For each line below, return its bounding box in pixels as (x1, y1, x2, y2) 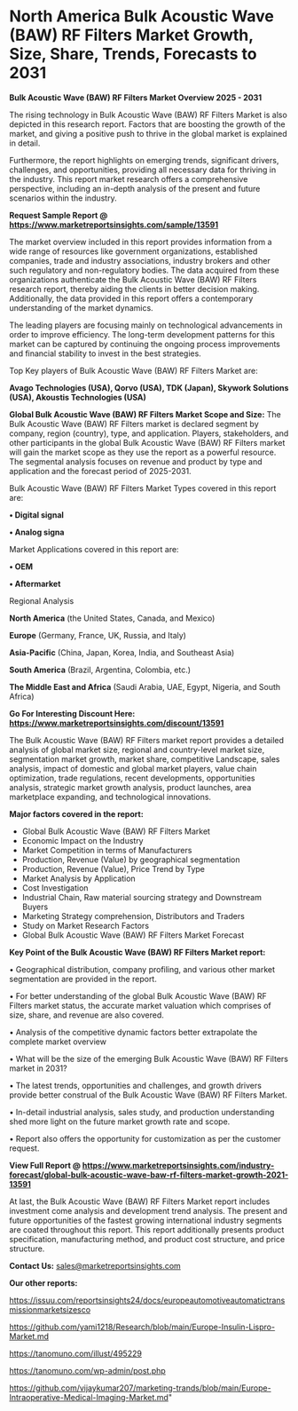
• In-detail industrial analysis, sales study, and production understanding (9, 1106, 275, 1117)
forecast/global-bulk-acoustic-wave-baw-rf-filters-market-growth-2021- (9, 1169, 289, 1180)
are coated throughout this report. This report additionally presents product (9, 1224, 285, 1235)
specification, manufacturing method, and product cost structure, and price (9, 1233, 286, 1244)
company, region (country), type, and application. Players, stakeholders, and (9, 428, 289, 439)
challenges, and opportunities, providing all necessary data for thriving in (9, 164, 277, 175)
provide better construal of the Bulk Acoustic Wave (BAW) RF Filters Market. (9, 1090, 287, 1100)
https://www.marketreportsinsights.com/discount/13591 (9, 717, 224, 728)
